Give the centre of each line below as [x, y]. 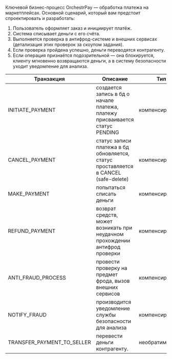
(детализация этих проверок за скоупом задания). [68, 45]
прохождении [113, 240]
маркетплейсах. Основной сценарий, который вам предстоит [73, 13]
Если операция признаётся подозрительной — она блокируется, [83, 55]
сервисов [108, 294]
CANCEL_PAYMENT [32, 160]
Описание [115, 79]
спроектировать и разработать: [40, 18]
